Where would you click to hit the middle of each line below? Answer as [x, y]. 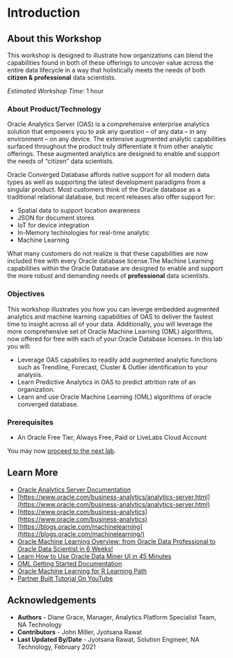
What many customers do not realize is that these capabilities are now [108, 254]
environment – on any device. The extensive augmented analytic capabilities [116, 139]
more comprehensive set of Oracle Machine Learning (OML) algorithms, [110, 331]
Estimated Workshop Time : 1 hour [56, 91]
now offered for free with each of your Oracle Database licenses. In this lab [115, 339]
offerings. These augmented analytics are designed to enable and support [114, 154]
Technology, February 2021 [56, 647]
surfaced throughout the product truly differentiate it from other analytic [110, 146]
